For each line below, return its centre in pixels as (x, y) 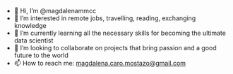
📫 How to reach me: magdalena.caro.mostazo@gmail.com (100, 63)
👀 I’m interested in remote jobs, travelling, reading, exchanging (105, 18)
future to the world (41, 55)
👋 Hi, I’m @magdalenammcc (55, 11)
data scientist (34, 40)
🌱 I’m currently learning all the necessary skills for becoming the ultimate (120, 33)
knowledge (30, 25)
